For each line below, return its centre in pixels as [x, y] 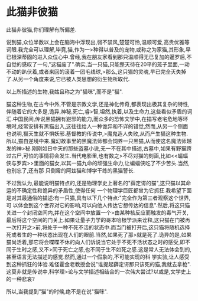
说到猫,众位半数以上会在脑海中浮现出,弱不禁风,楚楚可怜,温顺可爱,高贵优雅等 [98, 42]
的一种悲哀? [21, 279]
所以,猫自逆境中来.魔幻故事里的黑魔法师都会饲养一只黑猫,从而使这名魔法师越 [99, 141]
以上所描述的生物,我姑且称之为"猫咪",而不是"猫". [64, 91]
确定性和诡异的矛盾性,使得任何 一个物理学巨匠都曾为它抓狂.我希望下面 [107, 190]
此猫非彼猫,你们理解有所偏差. [41, 30]
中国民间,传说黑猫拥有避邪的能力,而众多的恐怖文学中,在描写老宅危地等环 [100, 119]
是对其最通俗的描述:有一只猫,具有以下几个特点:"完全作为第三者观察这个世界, [98, 198]
